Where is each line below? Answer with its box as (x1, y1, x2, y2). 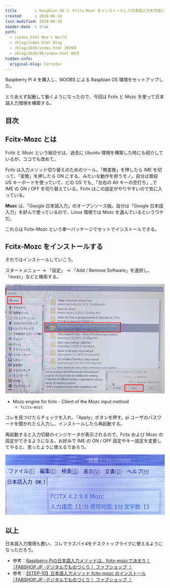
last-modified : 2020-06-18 (5, 19, 62, 24)
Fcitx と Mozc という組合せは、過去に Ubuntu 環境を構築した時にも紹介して (5, 149, 163, 155)
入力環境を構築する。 (9, 100, 54, 106)
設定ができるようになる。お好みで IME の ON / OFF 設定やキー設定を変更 (5, 438, 157, 444)
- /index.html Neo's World (10, 35, 67, 40)
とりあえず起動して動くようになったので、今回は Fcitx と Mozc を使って (5, 94, 155, 100)
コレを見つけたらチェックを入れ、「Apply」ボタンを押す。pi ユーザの (5, 414, 148, 420)
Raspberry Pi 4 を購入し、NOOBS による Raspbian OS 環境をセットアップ (5, 76, 159, 83)
